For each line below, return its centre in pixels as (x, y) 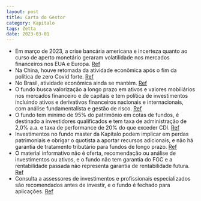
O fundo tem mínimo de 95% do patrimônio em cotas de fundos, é (97, 115)
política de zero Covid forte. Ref (54, 77)
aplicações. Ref (34, 191)
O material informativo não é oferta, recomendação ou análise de (95, 153)
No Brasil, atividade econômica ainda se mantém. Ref (81, 83)
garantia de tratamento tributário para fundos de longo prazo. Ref (96, 147)
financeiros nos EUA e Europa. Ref (58, 64)
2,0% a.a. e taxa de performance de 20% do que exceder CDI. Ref (97, 128)
